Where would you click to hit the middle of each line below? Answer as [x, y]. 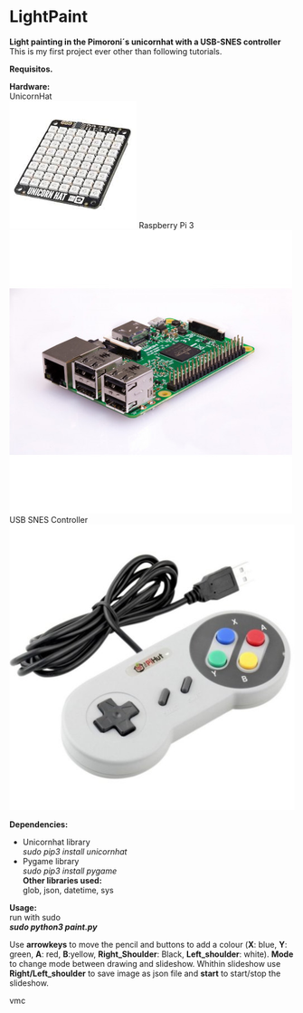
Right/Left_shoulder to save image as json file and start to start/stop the [145, 973]
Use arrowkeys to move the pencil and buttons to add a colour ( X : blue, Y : [148, 944]
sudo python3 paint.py [53, 927]
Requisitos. [31, 69]
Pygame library [51, 861]
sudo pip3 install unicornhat [75, 851]
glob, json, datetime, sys [68, 890]
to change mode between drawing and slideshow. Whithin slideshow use [145, 963]
